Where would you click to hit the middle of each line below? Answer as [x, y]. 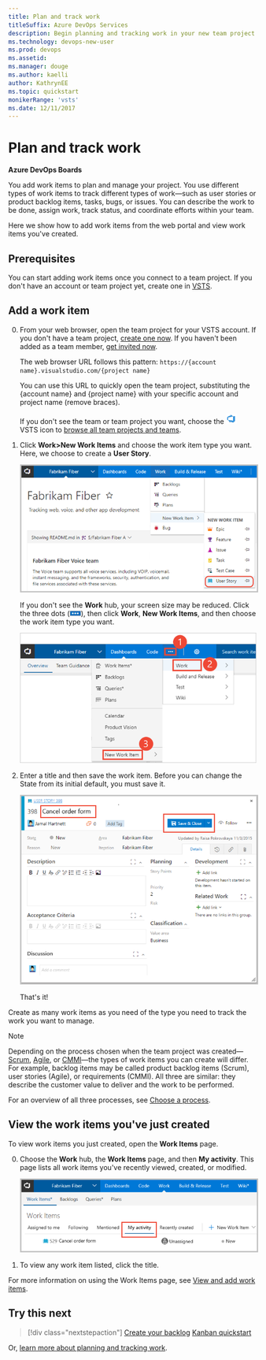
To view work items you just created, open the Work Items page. [113, 1143]
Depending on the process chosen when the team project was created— [126, 1051]
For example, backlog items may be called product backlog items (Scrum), [129, 1068]
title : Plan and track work [54, 17]
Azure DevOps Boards [45, 170]
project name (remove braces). [70, 402]
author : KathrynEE [38, 83]
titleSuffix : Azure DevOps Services [68, 25]
